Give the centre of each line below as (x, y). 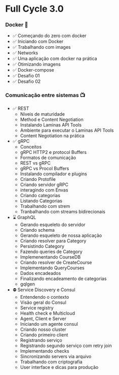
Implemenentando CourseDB (50, 257)
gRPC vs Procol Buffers (45, 168)
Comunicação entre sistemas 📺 (45, 96)
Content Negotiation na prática (52, 136)
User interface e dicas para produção (59, 367)
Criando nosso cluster (43, 329)
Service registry (37, 307)
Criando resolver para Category (53, 241)
